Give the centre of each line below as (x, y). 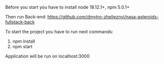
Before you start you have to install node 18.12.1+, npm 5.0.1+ (67, 7)
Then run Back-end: (26, 17)
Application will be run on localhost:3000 (47, 56)
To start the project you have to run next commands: (59, 32)
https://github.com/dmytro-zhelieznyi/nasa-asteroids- (103, 17)
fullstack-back (20, 22)
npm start (22, 46)
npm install (24, 41)
